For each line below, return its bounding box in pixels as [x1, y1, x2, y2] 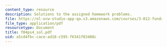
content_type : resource [5, 7, 55, 12]
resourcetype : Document [5, 25, 55, 30]
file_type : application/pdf [5, 21, 64, 26]
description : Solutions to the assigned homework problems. [5, 12, 133, 17]
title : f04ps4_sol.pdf [5, 30, 52, 35]
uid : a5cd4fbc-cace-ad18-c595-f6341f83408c [5, 35, 97, 40]
